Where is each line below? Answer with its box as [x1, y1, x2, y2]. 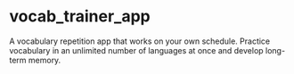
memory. [28, 54, 61, 65]
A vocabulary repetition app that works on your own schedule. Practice [9, 36, 271, 46]
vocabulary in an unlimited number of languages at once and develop [9, 45, 265, 55]
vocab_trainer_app [9, 6, 151, 27]
